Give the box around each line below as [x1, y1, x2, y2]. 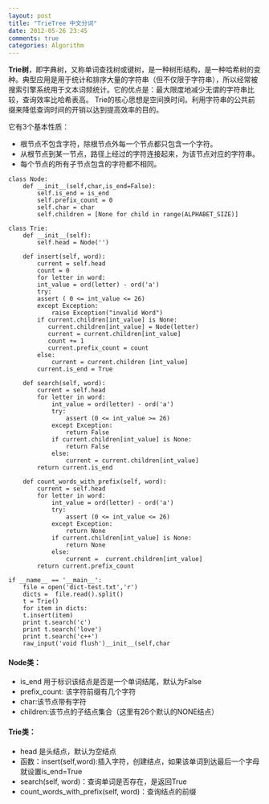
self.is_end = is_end [37, 190, 110, 198]
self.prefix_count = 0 [37, 196, 113, 205]
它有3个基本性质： [8, 122, 70, 132]
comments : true [8, 34, 59, 43]
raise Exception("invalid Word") [51, 309, 163, 318]
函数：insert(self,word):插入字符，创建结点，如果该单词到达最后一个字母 [19, 757, 259, 766]
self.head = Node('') [37, 239, 110, 247]
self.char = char [37, 203, 95, 211]
